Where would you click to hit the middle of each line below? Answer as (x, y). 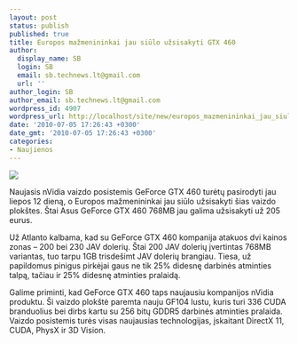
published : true (39, 34)
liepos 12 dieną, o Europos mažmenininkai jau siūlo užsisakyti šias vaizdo (143, 201)
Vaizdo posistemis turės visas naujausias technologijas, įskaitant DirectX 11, (147, 320)
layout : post (33, 17)
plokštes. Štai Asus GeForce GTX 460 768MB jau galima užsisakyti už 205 (145, 211)
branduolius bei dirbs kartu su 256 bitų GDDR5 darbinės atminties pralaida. (146, 311)
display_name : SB (49, 59)
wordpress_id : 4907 (45, 108)
